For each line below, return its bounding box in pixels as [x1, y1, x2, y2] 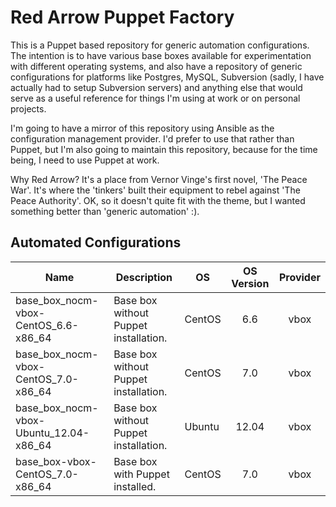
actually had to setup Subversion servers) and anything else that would [10, 81, 303, 93]
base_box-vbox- [15, 454, 97, 468]
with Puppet [113, 467, 170, 481]
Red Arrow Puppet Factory [10, 6, 235, 29]
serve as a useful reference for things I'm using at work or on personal [10, 92, 301, 104]
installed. [113, 479, 157, 493]
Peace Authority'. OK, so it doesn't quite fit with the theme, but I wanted [10, 194, 306, 206]
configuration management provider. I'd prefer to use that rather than [10, 132, 295, 145]
